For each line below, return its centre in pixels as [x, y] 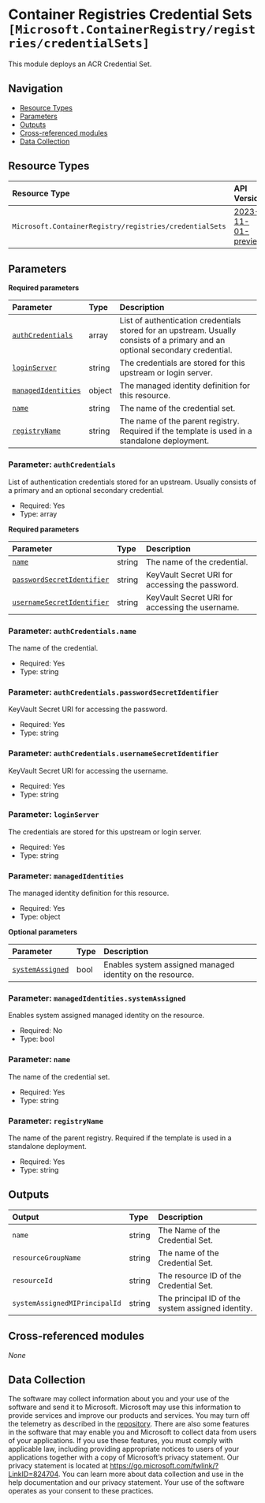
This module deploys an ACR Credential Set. [80, 64]
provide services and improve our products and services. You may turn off [129, 1415]
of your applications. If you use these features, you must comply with [121, 1441]
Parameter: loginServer [54, 815]
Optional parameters [43, 932]
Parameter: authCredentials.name [72, 631]
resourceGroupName [47, 1258]
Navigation [35, 89]
